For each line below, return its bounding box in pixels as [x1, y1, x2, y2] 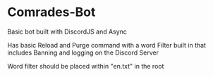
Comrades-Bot [7, 4, 96, 20]
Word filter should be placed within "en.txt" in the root [7, 62, 164, 70]
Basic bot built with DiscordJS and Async [7, 27, 127, 36]
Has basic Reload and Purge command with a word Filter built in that [7, 41, 207, 49]
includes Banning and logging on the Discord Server [7, 48, 159, 57]
